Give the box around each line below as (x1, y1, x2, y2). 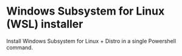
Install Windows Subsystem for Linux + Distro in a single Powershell (6, 37, 177, 44)
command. (6, 44, 33, 51)
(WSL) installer (6, 17, 83, 31)
